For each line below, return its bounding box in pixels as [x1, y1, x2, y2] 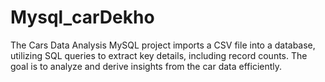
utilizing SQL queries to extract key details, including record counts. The [10, 49, 308, 61]
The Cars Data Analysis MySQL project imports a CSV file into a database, [10, 39, 316, 51]
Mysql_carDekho [10, 6, 155, 29]
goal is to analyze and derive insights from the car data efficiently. [10, 60, 283, 72]
